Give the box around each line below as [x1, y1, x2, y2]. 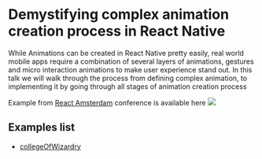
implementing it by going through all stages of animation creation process [8, 81, 247, 91]
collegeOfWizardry [19, 142, 81, 151]
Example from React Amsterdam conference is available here [8, 98, 206, 107]
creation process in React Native [8, 22, 226, 40]
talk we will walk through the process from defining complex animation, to [8, 73, 248, 83]
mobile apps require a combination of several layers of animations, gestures [8, 57, 254, 66]
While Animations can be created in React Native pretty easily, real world [8, 48, 244, 57]
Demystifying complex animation [8, 6, 230, 24]
